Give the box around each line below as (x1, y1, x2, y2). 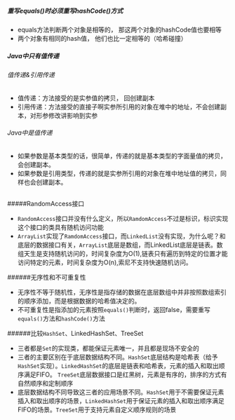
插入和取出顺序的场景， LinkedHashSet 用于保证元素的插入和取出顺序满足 (17, 397, 224, 405)
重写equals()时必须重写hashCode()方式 (7, 6, 123, 15)
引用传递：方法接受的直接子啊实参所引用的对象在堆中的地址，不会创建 (17, 102, 221, 111)
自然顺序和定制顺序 (17, 379, 74, 388)
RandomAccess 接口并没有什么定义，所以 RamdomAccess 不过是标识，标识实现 (17, 215, 229, 223)
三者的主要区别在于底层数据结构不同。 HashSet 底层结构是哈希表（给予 (17, 353, 218, 361)
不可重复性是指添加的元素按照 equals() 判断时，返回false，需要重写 (17, 306, 210, 314)
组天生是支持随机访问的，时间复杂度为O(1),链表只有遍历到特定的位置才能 (17, 250, 228, 258)
